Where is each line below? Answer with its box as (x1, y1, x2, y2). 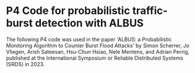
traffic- (132, 4, 168, 18)
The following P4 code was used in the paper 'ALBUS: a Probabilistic (6, 36, 172, 43)
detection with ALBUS (35, 16, 144, 30)
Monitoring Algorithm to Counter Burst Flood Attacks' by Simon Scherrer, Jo (6, 42, 190, 49)
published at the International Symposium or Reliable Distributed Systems (6, 54, 183, 61)
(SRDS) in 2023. (6, 60, 45, 68)
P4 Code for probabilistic (6, 4, 131, 18)
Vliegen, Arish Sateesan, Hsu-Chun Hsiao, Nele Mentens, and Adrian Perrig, (6, 48, 190, 55)
